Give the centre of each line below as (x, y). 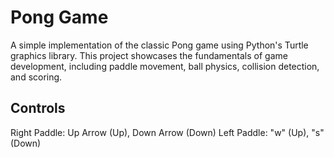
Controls (38, 108)
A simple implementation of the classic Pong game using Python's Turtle (159, 45)
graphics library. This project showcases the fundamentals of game (149, 55)
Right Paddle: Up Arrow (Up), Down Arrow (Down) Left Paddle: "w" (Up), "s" (167, 132)
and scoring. (36, 77)
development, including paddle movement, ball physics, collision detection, (165, 66)
